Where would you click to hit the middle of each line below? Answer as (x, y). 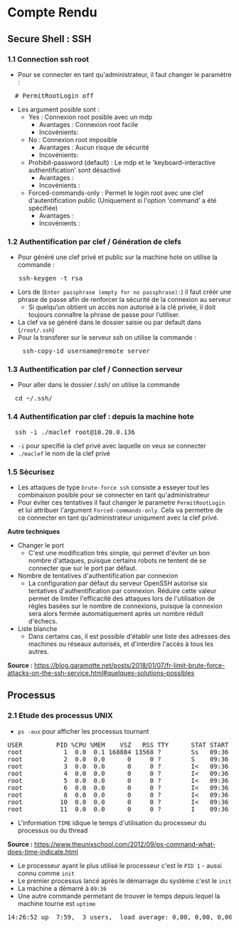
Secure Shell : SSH (49, 39)
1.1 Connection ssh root (48, 59)
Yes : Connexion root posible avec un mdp (90, 117)
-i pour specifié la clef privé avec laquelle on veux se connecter (112, 445)
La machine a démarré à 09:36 (62, 888)
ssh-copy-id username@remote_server (86, 351)
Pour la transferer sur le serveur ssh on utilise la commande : (107, 338)
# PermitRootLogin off (54, 96)
